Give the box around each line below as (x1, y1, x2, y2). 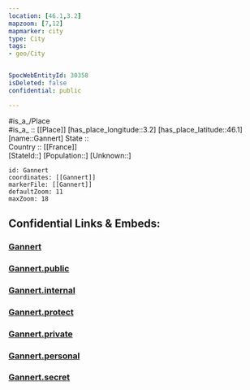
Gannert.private (8, 328, 73, 340)
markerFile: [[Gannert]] (8, 180, 93, 188)
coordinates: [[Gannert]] (8, 173, 96, 181)
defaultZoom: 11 (8, 188, 63, 196)
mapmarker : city (8, 27, 63, 35)
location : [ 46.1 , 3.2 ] (8, 11, 82, 20)
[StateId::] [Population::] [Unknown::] (8, 150, 131, 160)
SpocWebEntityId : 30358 (8, 71, 89, 80)
